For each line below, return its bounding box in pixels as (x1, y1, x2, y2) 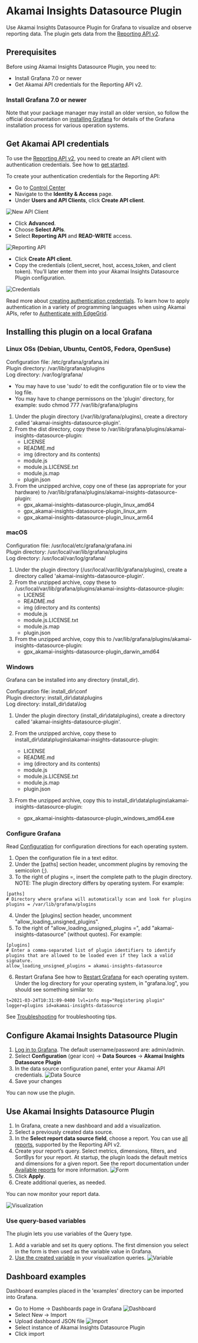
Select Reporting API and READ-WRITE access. (14, 232, 132, 239)
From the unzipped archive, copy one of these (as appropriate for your (14, 482, 187, 489)
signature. (6, 958, 33, 964)
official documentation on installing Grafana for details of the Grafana (6, 116, 175, 123)
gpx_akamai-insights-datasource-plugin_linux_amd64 (23, 501, 155, 508)
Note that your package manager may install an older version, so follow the (6, 109, 189, 116)
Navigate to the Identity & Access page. (14, 190, 113, 197)
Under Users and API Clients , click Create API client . (14, 196, 145, 204)
